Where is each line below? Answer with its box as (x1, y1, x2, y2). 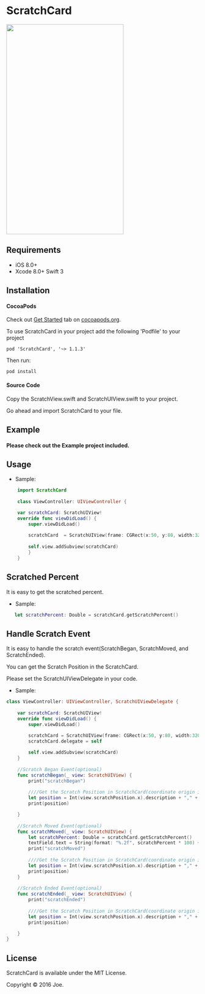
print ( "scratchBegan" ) (28, 778, 86, 784)
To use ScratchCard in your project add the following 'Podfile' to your (6, 328, 181, 335)
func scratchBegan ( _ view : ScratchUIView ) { (17, 772, 132, 778)
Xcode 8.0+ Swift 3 (15, 267, 64, 275)
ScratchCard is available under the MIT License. (6, 969, 127, 977)
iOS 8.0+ (15, 261, 38, 269)
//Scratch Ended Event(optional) (17, 885, 103, 891)
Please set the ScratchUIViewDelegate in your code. (6, 675, 138, 683)
